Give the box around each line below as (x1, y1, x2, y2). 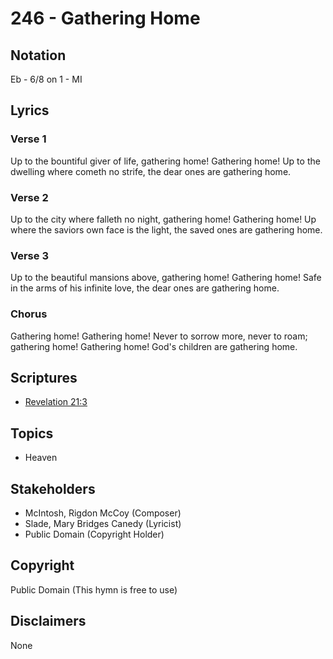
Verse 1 (10, 132, 47, 146)
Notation (10, 47, 67, 64)
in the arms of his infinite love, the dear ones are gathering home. (10, 282, 280, 294)
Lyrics (10, 102, 50, 119)
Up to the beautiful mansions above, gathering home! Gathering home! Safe (10, 272, 322, 284)
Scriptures (10, 369, 78, 386)
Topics (10, 425, 54, 442)
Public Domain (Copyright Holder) (24, 528, 165, 541)
